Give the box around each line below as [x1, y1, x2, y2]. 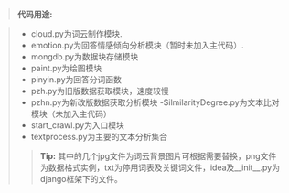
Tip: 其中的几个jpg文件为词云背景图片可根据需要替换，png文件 [39, 151, 277, 161]
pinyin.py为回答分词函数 [30, 74, 123, 85]
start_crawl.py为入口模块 [30, 120, 125, 131]
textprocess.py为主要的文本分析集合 [30, 132, 168, 142]
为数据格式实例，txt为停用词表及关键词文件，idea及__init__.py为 [39, 162, 281, 173]
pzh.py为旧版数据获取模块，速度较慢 [30, 86, 170, 96]
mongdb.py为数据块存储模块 [30, 51, 139, 62]
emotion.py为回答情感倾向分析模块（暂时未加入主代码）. [30, 40, 244, 50]
